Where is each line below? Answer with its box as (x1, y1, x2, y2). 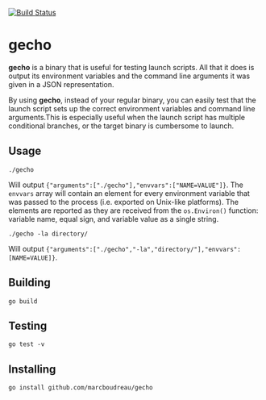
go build (8, 297, 38, 306)
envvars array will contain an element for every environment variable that (8, 188, 250, 198)
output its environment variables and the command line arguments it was (8, 71, 251, 81)
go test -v (8, 340, 45, 348)
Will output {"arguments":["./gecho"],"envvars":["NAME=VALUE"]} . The (8, 180, 243, 190)
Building (8, 276, 51, 290)
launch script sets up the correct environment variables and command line (8, 103, 256, 113)
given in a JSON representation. (8, 79, 114, 89)
